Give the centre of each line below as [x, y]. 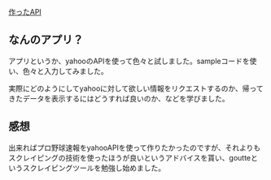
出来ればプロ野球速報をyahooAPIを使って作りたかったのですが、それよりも [135, 148]
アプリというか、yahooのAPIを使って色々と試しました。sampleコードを [129, 61]
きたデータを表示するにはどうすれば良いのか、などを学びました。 [119, 98]
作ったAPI [25, 12]
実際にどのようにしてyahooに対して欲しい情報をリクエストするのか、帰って [136, 88]
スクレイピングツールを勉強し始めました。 [94, 168]
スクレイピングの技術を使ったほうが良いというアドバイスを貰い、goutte [130, 157]
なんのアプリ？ [46, 40]
